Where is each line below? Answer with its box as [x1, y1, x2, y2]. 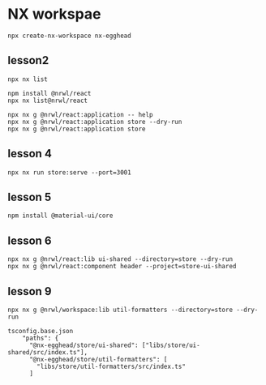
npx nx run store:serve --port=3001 [7, 168, 131, 177]
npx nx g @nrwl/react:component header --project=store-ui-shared [7, 263, 237, 271]
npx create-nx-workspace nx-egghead [7, 32, 131, 40]
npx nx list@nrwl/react [7, 96, 88, 105]
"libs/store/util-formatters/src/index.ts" [36, 362, 186, 370]
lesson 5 [7, 190, 52, 203]
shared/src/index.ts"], [7, 349, 88, 357]
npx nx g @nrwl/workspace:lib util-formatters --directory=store [7, 306, 233, 314]
